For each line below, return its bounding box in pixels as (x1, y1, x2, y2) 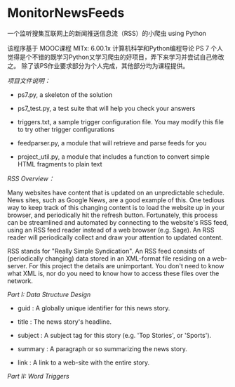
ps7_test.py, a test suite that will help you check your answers (17, 104, 196, 112)
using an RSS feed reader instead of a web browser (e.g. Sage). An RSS (7, 225, 215, 234)
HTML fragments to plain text (17, 159, 103, 168)
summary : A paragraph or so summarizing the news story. (17, 344, 187, 353)
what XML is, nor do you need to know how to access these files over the (7, 269, 220, 277)
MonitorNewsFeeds (7, 5, 125, 21)
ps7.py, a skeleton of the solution (17, 90, 113, 99)
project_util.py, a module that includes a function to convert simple (17, 152, 210, 161)
